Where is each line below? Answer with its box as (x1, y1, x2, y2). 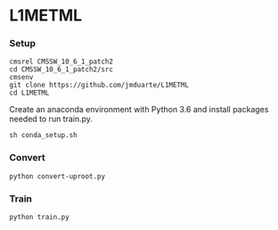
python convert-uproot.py (9, 171, 105, 181)
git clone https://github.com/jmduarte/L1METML (9, 81, 190, 90)
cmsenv (9, 73, 34, 82)
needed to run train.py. (9, 113, 94, 125)
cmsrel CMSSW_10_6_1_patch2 (9, 57, 114, 67)
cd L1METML (9, 88, 50, 98)
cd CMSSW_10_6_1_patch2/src (9, 65, 114, 74)
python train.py (9, 213, 69, 222)
